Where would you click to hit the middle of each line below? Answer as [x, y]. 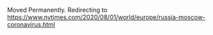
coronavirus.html [31, 24]
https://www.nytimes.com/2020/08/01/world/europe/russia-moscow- [106, 17]
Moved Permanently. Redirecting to [57, 10]
